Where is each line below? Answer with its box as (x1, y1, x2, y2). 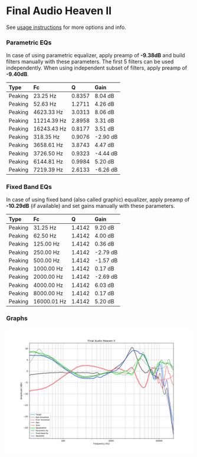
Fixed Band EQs (6, 182, 52, 191)
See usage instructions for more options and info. (6, 24, 127, 31)
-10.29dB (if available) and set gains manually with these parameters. (6, 203, 175, 210)
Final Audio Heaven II (6, 4, 112, 18)
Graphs (6, 314, 28, 322)
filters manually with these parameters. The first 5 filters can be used (6, 58, 174, 66)
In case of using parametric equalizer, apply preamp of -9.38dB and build (6, 52, 185, 59)
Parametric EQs (6, 38, 52, 47)
